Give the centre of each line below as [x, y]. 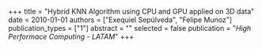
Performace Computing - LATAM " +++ [71, 36]
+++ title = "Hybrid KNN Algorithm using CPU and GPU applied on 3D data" [131, 11]
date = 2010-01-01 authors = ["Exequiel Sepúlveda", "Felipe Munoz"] [120, 20]
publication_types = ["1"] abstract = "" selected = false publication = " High [130, 28]
